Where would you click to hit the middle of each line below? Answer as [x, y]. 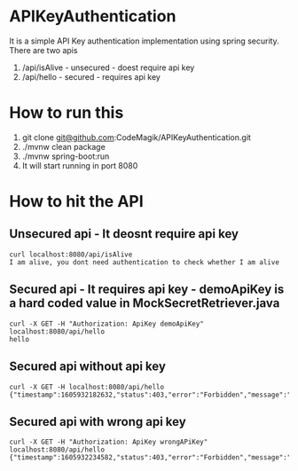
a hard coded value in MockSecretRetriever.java [145, 303]
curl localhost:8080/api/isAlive [71, 255]
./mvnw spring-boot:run [66, 156]
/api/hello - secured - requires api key [91, 76]
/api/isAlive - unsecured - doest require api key [108, 67]
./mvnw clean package [64, 146]
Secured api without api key [88, 367]
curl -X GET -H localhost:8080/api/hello [87, 387]
